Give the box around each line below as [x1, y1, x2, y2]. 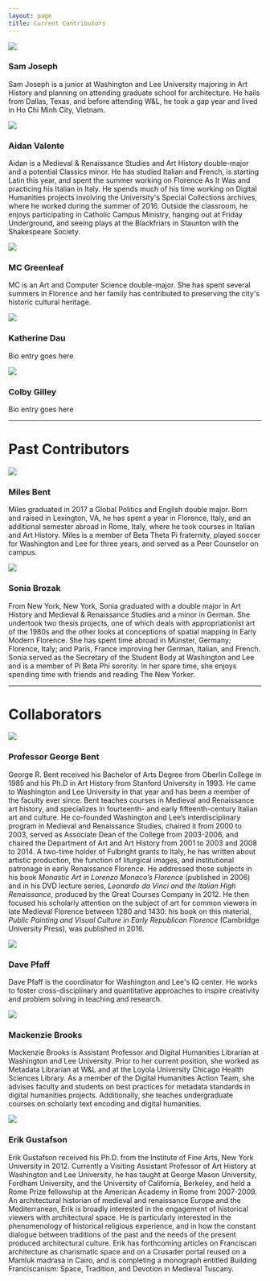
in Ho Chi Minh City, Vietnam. [8, 105, 106, 114]
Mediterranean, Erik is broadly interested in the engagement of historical [8, 1204, 249, 1213]
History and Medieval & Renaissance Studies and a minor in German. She [8, 610, 251, 619]
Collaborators [8, 705, 102, 723]
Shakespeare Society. [8, 227, 80, 237]
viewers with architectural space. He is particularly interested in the [8, 1213, 231, 1222]
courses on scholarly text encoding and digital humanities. [8, 1099, 202, 1109]
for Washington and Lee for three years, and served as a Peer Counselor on [8, 539, 259, 548]
